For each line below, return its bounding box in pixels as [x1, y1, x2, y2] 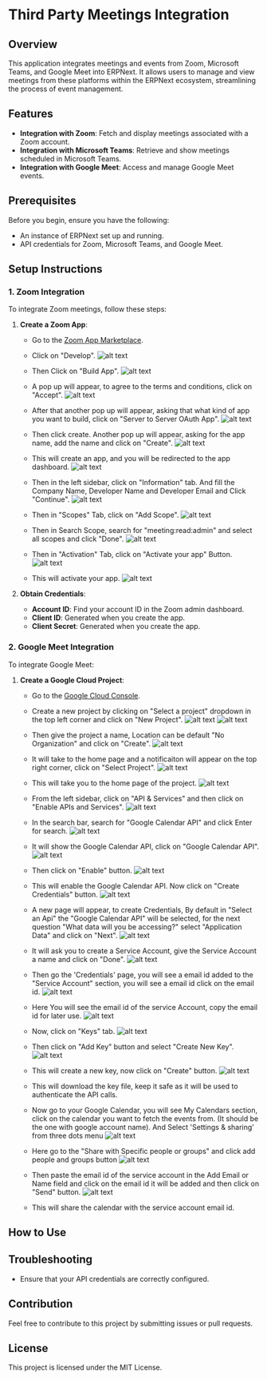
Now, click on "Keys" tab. [31, 1026, 116, 1036]
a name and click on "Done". [31, 954, 126, 964]
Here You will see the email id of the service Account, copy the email [31, 1002, 257, 1012]
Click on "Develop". [31, 351, 96, 360]
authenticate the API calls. [31, 1089, 118, 1100]
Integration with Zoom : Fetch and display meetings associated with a [19, 128, 249, 137]
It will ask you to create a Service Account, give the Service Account [31, 945, 257, 956]
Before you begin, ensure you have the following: [8, 215, 170, 225]
